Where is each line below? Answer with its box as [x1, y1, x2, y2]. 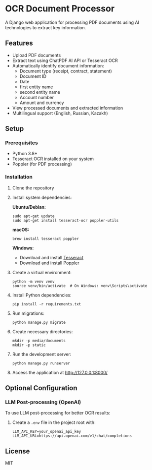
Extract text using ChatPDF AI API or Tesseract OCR [12, 58, 118, 63]
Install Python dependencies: [12, 292, 72, 298]
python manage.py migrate [12, 320, 66, 325]
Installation [5, 174, 33, 180]
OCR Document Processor [5, 3, 115, 14]
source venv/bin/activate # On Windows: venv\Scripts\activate [12, 283, 148, 288]
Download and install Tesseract [19, 254, 84, 260]
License [5, 447, 30, 455]
